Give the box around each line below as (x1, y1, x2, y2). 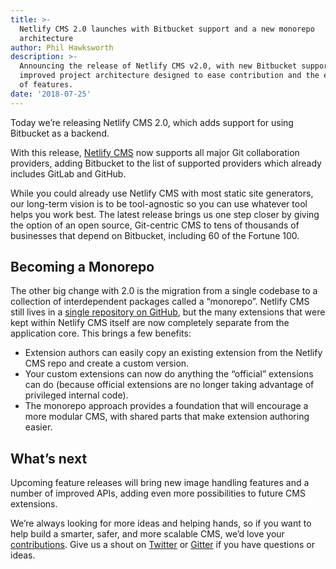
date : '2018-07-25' (10, 89, 92, 99)
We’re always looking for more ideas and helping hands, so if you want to (10, 517, 312, 530)
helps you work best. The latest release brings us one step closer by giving (10, 208, 320, 220)
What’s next (10, 450, 88, 467)
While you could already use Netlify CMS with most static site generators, (10, 187, 314, 199)
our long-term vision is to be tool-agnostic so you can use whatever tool (10, 197, 308, 210)
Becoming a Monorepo (10, 259, 155, 276)
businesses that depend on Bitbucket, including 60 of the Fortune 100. (10, 229, 300, 241)
